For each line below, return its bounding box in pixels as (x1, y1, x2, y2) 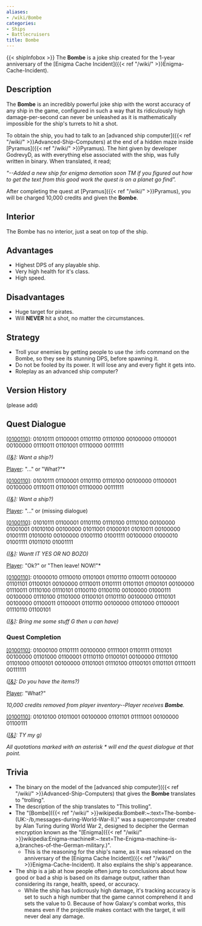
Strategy (6, 332, 40, 342)
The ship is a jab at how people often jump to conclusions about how (15, 867, 187, 874)
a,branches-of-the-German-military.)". (15, 841, 112, 849)
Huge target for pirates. (15, 308, 74, 316)
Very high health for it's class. (15, 268, 90, 275)
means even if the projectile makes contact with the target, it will (24, 906, 186, 913)
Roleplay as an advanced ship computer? (15, 368, 118, 375)
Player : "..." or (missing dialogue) (6, 507, 88, 514)
